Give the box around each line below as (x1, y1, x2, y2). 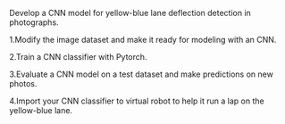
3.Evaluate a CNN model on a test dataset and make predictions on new (9, 69, 274, 79)
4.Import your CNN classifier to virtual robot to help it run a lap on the (9, 95, 265, 106)
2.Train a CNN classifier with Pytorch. (9, 52, 147, 62)
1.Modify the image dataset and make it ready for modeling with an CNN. (9, 35, 277, 45)
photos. (9, 79, 38, 88)
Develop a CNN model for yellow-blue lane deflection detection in (9, 8, 252, 18)
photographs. (9, 17, 60, 28)
